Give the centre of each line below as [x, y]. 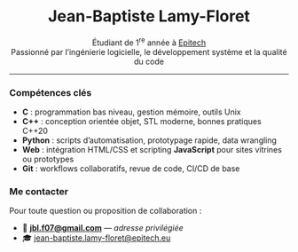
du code [149, 61]
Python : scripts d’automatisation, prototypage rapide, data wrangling [149, 140]
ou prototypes [48, 159]
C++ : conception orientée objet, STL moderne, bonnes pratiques [141, 121]
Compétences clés [51, 92]
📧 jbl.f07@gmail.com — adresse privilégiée [102, 228]
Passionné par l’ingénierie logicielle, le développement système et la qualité [149, 51]
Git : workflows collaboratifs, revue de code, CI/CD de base [131, 168]
